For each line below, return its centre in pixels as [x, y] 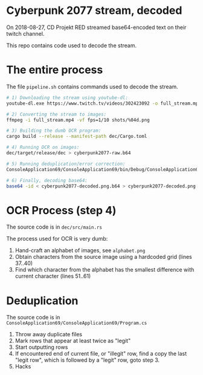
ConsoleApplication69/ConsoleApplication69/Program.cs [77, 323]
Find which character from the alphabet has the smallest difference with [105, 270]
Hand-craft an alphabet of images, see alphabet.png [80, 250]
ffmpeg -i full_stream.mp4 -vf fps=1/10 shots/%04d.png [78, 120]
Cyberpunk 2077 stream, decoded [94, 11]
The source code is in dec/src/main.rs [54, 227]
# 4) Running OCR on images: [43, 148]
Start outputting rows [41, 347]
